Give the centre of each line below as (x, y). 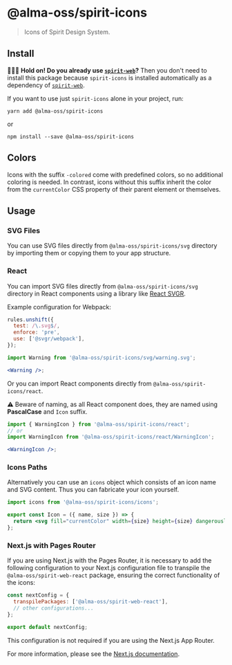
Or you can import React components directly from (79, 383)
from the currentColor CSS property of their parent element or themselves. (114, 189)
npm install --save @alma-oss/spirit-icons (71, 136)
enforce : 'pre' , (37, 332)
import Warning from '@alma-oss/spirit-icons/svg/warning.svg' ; (101, 358)
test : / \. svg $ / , (37, 326)
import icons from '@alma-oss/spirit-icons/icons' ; (83, 502)
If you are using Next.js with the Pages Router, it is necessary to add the (109, 561)
